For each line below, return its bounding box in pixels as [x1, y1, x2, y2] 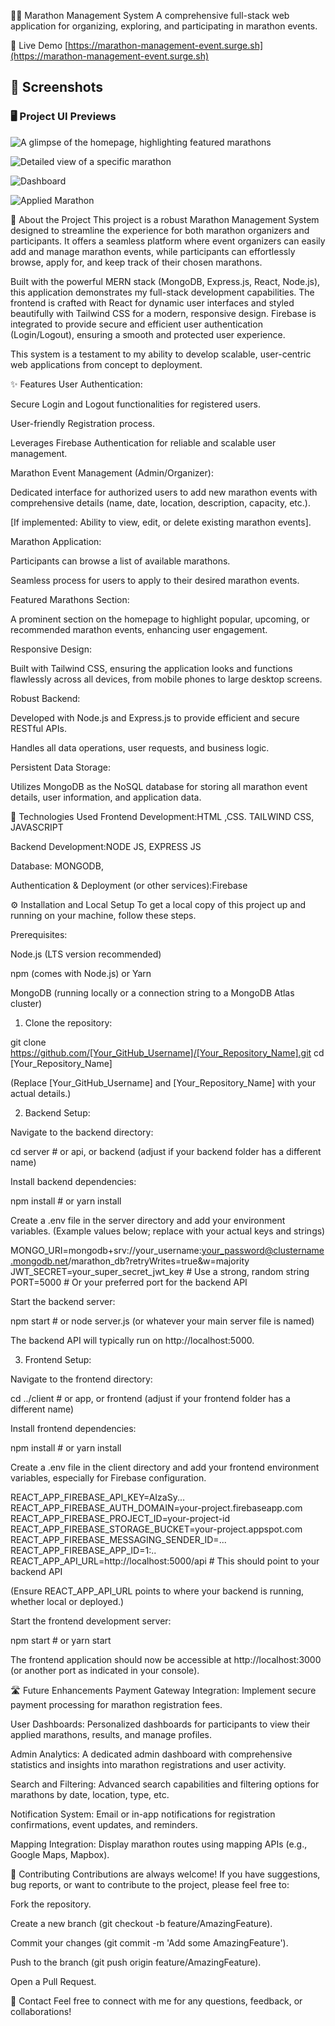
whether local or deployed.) [10, 1595, 125, 1607]
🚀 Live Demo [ [10, 40, 69, 51]
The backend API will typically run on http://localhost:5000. [10, 1334, 255, 1346]
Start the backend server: [10, 1295, 116, 1307]
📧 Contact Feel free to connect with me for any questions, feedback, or [10, 1995, 303, 2007]
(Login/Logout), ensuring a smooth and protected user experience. [10, 328, 286, 340]
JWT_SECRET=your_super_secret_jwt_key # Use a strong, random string [10, 1265, 310, 1277]
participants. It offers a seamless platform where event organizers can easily [10, 235, 326, 247]
